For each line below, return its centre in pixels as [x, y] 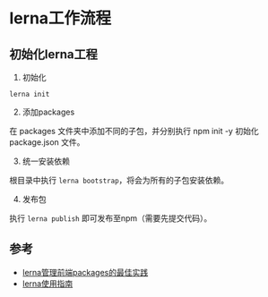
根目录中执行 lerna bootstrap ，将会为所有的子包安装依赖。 [119, 180]
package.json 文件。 [47, 142]
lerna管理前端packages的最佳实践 [85, 272]
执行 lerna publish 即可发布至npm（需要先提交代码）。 [111, 218]
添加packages [48, 112]
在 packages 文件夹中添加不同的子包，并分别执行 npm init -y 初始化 [134, 131]
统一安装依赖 [46, 161]
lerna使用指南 [48, 284]
